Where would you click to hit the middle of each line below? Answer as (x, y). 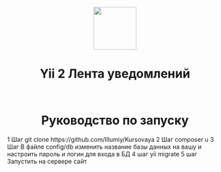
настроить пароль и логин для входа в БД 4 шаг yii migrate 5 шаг (102, 153)
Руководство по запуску (115, 121)
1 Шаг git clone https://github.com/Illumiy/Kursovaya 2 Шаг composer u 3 (110, 139)
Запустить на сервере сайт (47, 161)
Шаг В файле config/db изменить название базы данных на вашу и (104, 147)
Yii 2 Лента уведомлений (115, 74)
